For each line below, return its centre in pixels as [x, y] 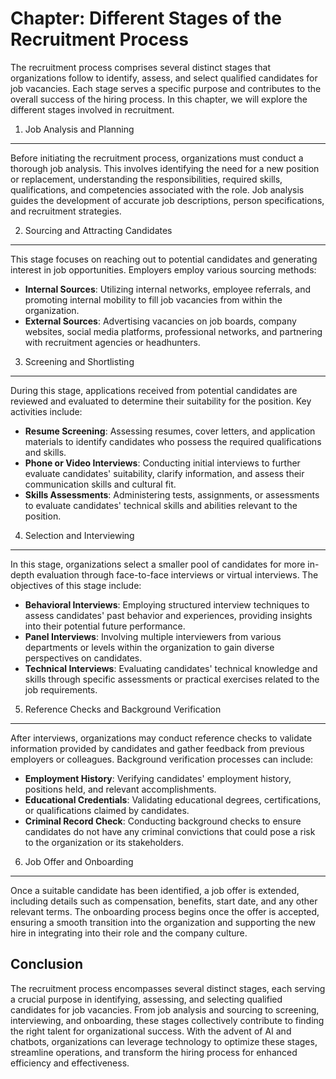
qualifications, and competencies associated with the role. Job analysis [157, 189]
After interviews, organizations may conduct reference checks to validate [161, 738]
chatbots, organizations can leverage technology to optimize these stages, [164, 1041]
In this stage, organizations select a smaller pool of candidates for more [158, 564]
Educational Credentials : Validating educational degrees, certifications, [173, 799]
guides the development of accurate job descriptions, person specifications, [167, 200]
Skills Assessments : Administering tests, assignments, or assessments [172, 494]
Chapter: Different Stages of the [146, 18]
